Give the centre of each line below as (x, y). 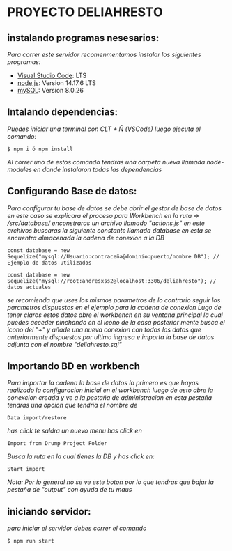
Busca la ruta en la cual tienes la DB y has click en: (81, 456)
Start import (26, 469)
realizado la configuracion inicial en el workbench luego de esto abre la (110, 390)
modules (20, 169)
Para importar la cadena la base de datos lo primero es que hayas (103, 383)
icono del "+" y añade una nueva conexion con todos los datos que (105, 329)
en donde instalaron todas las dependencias (98, 169)
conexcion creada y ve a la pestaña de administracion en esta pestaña (110, 398)
